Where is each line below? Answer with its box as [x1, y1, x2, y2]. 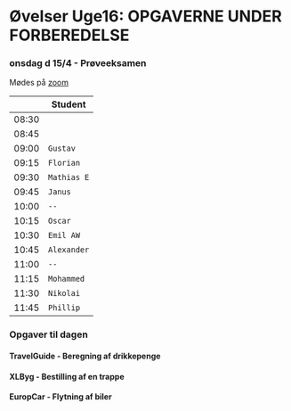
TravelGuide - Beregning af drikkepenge [9, 350, 161, 361]
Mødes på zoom [9, 78, 69, 88]
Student [51, 98, 86, 111]
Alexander [47, 245, 90, 255]
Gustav [47, 144, 76, 153]
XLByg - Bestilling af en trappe [9, 371, 125, 382]
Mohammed [47, 274, 85, 284]
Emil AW [47, 230, 81, 241]
